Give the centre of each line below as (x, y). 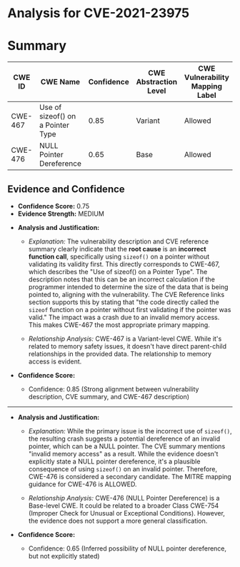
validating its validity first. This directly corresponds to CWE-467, (124, 264)
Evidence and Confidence (66, 189)
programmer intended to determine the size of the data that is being (128, 286)
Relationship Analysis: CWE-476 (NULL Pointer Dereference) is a (124, 498)
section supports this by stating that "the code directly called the (124, 302)
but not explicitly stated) (64, 556)
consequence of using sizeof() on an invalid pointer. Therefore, (123, 468)
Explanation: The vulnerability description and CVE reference (119, 241)
